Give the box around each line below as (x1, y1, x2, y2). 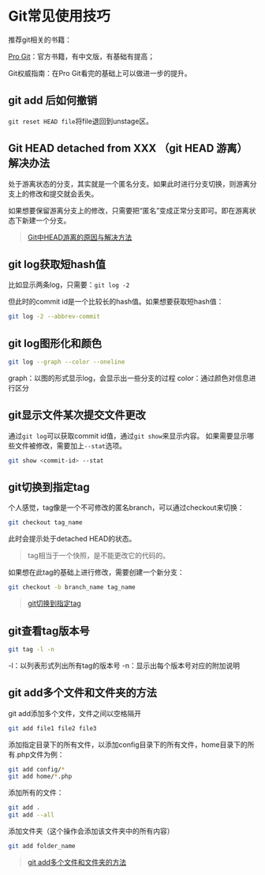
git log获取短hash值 (8, 258, 106, 271)
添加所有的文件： (8, 788, 64, 798)
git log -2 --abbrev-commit (8, 313, 101, 321)
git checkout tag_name (8, 519, 83, 526)
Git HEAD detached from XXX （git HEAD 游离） (8, 141, 248, 155)
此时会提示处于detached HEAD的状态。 (8, 534, 136, 544)
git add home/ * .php (8, 772, 73, 781)
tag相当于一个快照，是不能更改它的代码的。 (27, 551, 170, 560)
